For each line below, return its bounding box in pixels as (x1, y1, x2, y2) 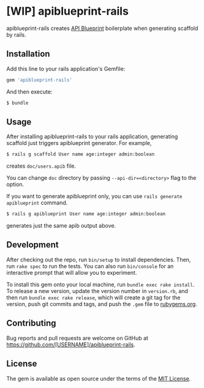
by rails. (6, 31, 26, 38)
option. (6, 181, 25, 188)
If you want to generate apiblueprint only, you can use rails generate (6, 193, 183, 200)
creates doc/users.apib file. (6, 162, 77, 170)
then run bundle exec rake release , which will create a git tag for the (6, 294, 181, 301)
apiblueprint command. (6, 199, 68, 206)
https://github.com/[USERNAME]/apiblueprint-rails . (6, 341, 136, 348)
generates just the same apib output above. (6, 222, 116, 229)
